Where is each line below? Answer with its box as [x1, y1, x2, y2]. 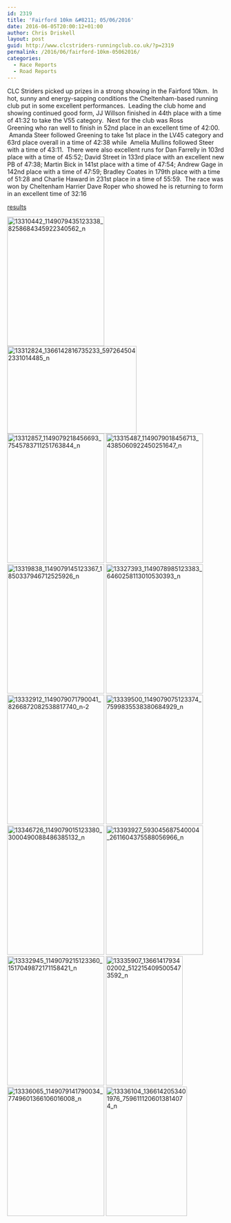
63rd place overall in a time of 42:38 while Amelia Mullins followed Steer [7, 138, 214, 146]
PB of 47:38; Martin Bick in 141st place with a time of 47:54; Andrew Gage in [7, 160, 223, 168]
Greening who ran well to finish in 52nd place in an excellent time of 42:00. [7, 123, 221, 132]
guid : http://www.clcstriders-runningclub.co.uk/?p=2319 [7, 42, 174, 49]
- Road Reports [13, 68, 57, 74]
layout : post [7, 36, 45, 43]
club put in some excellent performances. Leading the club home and [7, 101, 206, 110]
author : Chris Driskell [7, 29, 76, 37]
